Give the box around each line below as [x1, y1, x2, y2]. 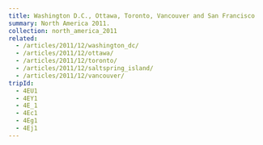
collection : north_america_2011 [8, 27, 117, 35]
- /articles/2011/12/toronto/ [15, 57, 117, 65]
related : [8, 34, 38, 43]
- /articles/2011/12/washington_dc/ [15, 42, 139, 50]
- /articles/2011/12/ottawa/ [15, 49, 114, 57]
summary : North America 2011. [8, 19, 111, 27]
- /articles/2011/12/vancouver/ [15, 72, 125, 80]
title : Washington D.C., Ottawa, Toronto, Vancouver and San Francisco [8, 11, 255, 20]
